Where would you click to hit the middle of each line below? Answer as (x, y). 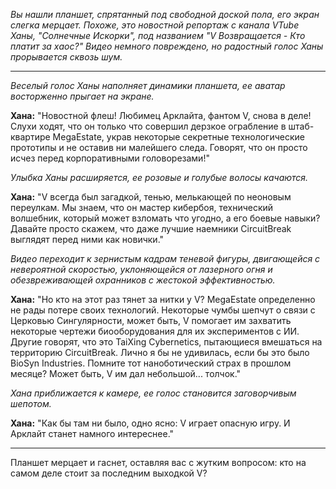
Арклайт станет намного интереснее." (92, 433)
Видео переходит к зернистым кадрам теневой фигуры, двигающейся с (165, 258)
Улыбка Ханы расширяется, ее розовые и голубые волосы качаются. (159, 177)
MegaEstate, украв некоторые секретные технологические (178, 137)
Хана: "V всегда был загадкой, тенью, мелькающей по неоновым (151, 197)
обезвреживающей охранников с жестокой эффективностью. (143, 280)
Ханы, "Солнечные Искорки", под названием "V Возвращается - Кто (158, 35)
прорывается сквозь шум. (66, 57)
